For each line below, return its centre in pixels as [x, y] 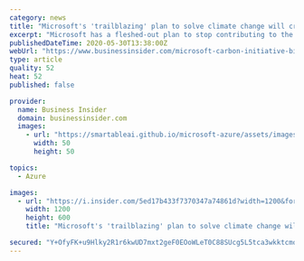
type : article [36, 60]
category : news [38, 18]
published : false [42, 85]
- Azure [32, 176]
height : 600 [48, 218]
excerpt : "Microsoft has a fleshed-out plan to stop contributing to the [152, 34]
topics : [24, 168]
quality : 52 [32, 69]
